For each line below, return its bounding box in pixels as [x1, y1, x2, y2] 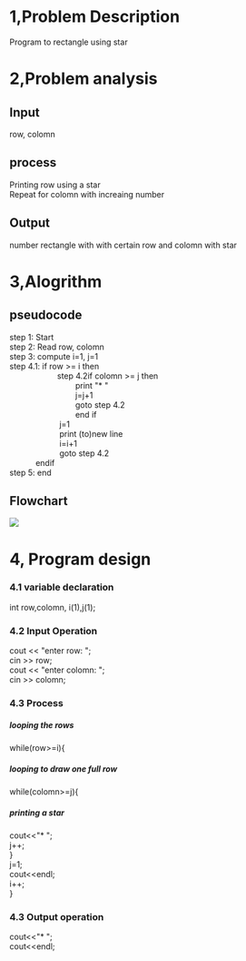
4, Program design [9, 549, 152, 570]
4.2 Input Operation [9, 624, 98, 637]
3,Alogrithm [9, 271, 103, 292]
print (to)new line [58, 428, 123, 439]
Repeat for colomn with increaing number [9, 188, 165, 199]
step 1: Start [9, 331, 54, 342]
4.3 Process [9, 697, 64, 710]
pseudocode [9, 308, 83, 323]
